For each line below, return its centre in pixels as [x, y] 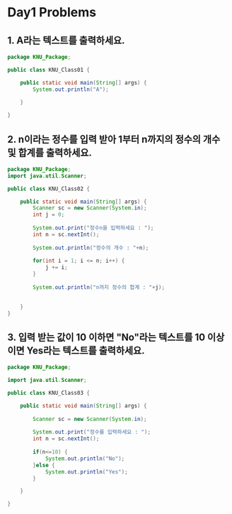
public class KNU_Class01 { [49, 70]
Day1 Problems [52, 12]
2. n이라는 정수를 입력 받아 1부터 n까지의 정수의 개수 [114, 139]
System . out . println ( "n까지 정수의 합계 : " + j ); [99, 287]
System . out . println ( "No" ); [85, 459]
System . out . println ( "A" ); [71, 89]
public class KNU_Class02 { [49, 189]
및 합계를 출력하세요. [50, 152]
